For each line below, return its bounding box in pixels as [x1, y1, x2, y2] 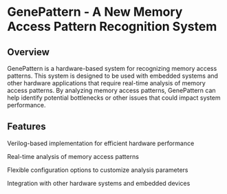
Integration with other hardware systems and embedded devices [7, 179, 191, 187]
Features [7, 121, 46, 133]
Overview [7, 46, 50, 58]
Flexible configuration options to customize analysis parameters [7, 166, 188, 174]
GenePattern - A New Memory [7, 4, 183, 20]
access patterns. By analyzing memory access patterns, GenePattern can [7, 87, 216, 94]
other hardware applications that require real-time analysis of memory [7, 79, 206, 87]
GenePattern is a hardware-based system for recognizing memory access [7, 65, 217, 72]
